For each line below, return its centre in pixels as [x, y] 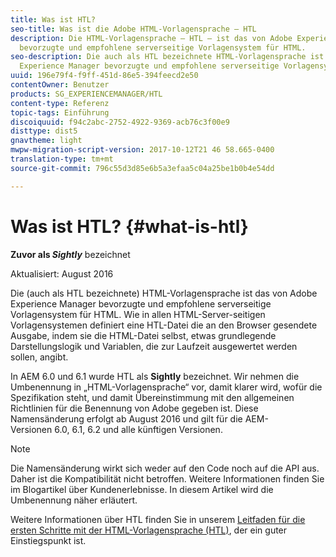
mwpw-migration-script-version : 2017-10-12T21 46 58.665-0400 [142, 150]
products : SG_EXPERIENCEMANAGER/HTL [86, 94]
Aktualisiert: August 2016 [62, 273]
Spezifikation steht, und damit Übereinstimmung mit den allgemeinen [152, 397]
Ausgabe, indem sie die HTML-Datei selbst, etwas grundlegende [143, 335]
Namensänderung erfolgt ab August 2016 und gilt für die [126, 418]
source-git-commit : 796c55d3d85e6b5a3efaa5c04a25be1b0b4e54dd [142, 168]
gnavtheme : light [46, 141]
